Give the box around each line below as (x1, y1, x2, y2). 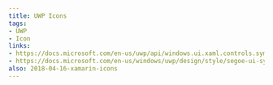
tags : (8, 19, 27, 28)
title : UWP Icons (8, 11, 67, 20)
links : (8, 42, 31, 50)
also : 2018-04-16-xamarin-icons (8, 65, 118, 73)
